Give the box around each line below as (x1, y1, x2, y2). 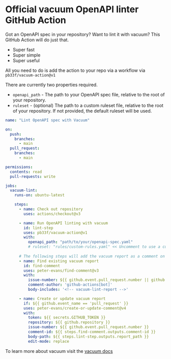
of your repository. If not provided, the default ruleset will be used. (12, 108, 152, 114)
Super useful (12, 57, 40, 63)
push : (10, 132, 22, 137)
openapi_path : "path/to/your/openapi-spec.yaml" (27, 240, 133, 245)
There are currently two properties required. (5, 82, 98, 88)
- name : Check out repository (18, 207, 83, 212)
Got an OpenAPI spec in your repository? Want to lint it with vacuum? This (5, 31, 160, 37)
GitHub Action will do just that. (5, 37, 69, 43)
